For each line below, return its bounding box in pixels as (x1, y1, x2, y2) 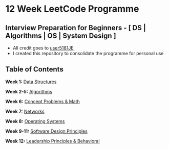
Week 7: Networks (5, 108, 45, 114)
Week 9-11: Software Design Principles (5, 128, 88, 134)
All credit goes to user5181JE (12, 45, 74, 51)
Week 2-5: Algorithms (5, 88, 52, 94)
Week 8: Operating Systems (5, 118, 65, 124)
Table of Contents (5, 65, 64, 74)
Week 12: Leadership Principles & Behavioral (5, 138, 100, 144)
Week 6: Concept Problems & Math (5, 98, 80, 105)
